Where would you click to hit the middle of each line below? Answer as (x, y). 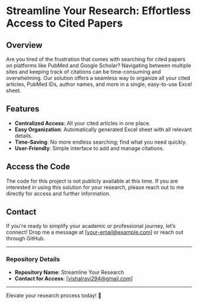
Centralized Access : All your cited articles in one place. (82, 123)
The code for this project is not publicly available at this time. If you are (92, 181)
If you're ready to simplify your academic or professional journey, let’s (91, 226)
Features (23, 109)
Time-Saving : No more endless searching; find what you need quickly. (101, 142)
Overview (24, 45)
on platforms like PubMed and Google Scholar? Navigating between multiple (99, 65)
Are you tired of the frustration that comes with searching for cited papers (96, 59)
